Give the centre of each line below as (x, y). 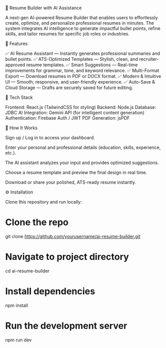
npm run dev (18, 340)
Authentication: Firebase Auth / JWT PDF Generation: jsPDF (68, 118)
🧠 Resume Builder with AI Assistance (44, 8)
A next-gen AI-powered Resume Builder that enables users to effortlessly (82, 17)
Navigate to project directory (67, 257)
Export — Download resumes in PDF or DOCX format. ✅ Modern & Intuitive (83, 76)
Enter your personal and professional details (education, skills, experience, (83, 147)
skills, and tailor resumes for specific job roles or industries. (68, 34)
